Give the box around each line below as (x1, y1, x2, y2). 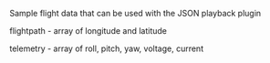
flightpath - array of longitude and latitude (9, 26, 167, 36)
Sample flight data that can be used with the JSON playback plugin (9, 8, 262, 18)
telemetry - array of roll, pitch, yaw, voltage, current (9, 43, 203, 54)
